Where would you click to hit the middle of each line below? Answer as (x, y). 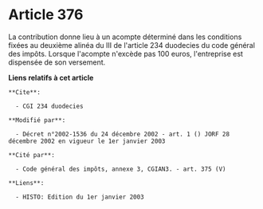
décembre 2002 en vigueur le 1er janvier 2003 (87, 141)
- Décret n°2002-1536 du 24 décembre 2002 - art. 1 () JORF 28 (122, 134)
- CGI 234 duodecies (49, 106)
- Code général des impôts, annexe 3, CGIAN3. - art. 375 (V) (121, 169)
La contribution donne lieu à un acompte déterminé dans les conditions (125, 37)
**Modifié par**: (37, 120)
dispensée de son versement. (57, 62)
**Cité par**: (32, 155)
